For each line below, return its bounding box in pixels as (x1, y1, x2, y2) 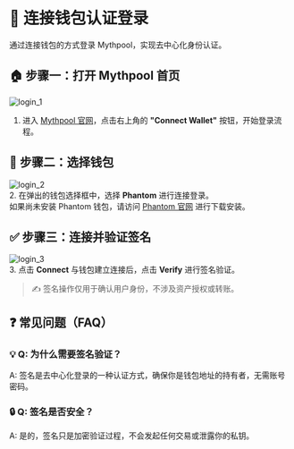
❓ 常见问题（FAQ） (9, 315, 113, 330)
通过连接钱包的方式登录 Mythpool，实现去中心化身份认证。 (9, 39, 227, 50)
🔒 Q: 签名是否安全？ (9, 405, 94, 418)
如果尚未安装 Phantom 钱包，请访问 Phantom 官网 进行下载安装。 (9, 200, 250, 211)
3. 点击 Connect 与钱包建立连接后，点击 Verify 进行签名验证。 (9, 265, 239, 275)
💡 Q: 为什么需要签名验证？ (9, 348, 122, 360)
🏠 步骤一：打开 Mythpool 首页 (9, 68, 181, 83)
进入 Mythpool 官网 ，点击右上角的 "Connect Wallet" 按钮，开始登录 (21, 114, 274, 125)
